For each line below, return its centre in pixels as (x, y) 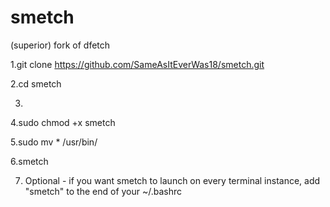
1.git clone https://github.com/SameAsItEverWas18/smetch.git (137, 64)
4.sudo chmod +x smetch (63, 122)
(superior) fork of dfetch (60, 45)
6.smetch (29, 161)
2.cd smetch (36, 83)
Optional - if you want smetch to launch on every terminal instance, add (172, 180)
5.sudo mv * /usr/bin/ (54, 142)
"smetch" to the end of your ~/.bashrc (103, 191)
